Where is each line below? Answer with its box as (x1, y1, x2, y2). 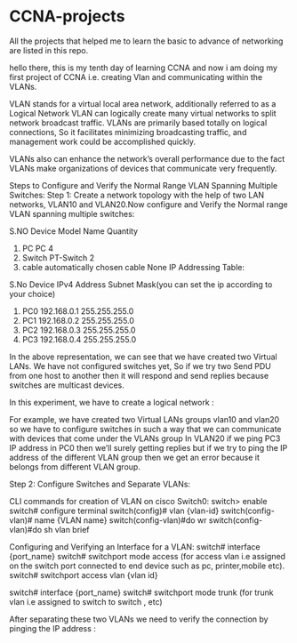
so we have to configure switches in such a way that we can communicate (9, 423, 282, 434)
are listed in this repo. (9, 44, 89, 55)
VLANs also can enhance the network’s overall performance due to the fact (9, 153, 285, 164)
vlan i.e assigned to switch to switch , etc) (9, 596, 163, 607)
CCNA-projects (9, 6, 125, 27)
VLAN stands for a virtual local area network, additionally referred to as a (9, 98, 277, 109)
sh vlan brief (44, 524, 91, 534)
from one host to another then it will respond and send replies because (9, 370, 269, 381)
